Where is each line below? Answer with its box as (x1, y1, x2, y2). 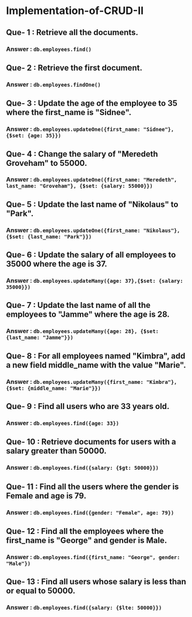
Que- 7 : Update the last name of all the (6, 300, 151, 310)
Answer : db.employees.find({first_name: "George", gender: (6, 553, 180, 561)
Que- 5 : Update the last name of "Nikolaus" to (6, 199, 179, 209)
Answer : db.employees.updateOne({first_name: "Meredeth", (6, 175, 177, 183)
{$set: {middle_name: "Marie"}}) (6, 384, 101, 391)
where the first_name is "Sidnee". (6, 108, 132, 117)
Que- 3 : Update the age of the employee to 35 (6, 98, 178, 109)
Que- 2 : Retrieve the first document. (6, 63, 143, 72)
